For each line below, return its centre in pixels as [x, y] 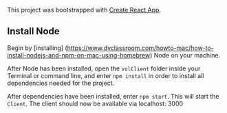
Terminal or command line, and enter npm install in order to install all [106, 75]
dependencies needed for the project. [61, 83]
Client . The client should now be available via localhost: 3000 [95, 103]
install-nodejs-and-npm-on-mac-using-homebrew [79, 55]
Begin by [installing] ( [37, 48]
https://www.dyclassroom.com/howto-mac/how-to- [141, 48]
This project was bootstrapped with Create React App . [84, 10]
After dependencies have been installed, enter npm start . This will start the [113, 96]
